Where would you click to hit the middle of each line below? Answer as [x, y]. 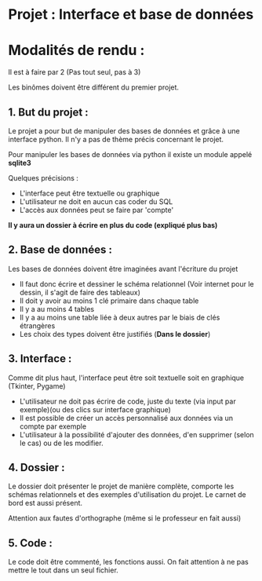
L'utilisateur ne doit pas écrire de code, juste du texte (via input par [128, 401]
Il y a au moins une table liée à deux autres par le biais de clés [120, 317]
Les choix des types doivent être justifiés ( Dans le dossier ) [115, 334]
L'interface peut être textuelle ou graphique [89, 193]
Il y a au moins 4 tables [57, 309]
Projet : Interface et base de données [131, 15]
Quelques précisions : [43, 177]
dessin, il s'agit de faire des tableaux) [80, 292]
